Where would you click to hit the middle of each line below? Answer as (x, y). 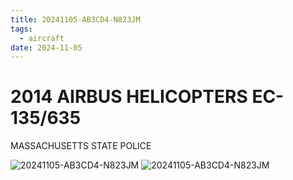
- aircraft (42, 38)
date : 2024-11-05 (46, 47)
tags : (21, 29)
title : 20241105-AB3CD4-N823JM (75, 19)
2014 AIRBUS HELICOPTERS (129, 97)
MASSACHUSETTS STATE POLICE (81, 146)
